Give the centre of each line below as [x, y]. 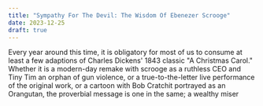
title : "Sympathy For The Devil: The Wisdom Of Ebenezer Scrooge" [119, 15]
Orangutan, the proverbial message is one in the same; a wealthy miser [124, 94]
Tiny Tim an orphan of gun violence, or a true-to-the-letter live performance [131, 77]
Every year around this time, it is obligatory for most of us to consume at [125, 53]
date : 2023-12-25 [37, 23]
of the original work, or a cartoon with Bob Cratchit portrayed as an [117, 86]
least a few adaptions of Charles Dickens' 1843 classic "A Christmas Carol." [131, 60]
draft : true [28, 30]
